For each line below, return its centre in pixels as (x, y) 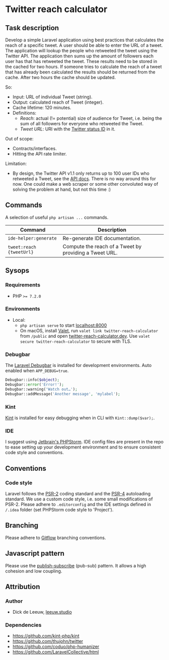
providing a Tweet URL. (90, 253)
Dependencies (23, 625)
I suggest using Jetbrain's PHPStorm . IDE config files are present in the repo (84, 442)
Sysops (17, 271)
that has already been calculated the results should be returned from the (80, 72)
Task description (32, 28)
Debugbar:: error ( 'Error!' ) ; (35, 384)
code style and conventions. (34, 453)
